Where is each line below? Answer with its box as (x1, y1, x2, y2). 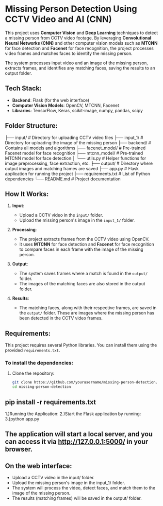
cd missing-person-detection (12, 384, 71, 389)
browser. (5, 445, 33, 454)
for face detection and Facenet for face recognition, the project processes (5, 45, 154, 51)
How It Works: (5, 190, 49, 198)
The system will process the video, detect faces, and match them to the (12, 485, 156, 491)
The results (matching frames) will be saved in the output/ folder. (12, 495, 142, 501)
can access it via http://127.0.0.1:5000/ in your (5, 437, 148, 446)
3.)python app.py (5, 416, 40, 422)
